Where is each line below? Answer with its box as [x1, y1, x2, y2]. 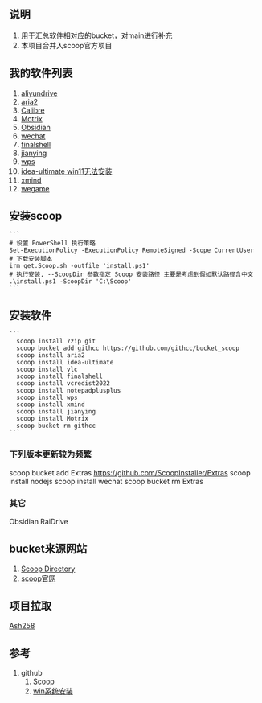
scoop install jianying [16, 408, 96, 416]
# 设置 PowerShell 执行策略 [9, 240, 96, 248]
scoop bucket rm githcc [16, 421, 96, 430]
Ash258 [9, 621, 35, 631]
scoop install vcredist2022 [16, 380, 111, 388]
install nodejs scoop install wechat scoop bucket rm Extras [9, 476, 204, 486]
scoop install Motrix [16, 415, 89, 423]
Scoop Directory [20, 564, 76, 573]
